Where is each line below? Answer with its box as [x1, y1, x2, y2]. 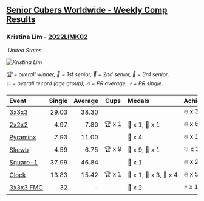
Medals [127, 96, 150, 105]
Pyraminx [9, 133, 36, 142]
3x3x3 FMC [9, 183, 44, 192]
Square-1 [9, 158, 38, 167]
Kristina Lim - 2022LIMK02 [6, 33, 88, 41]
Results [6, 15, 36, 25]
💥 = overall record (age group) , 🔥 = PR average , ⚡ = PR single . [6, 79, 163, 87]
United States [7, 46, 42, 54]
